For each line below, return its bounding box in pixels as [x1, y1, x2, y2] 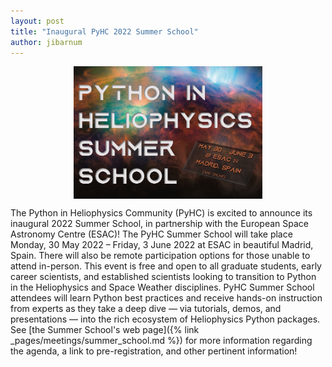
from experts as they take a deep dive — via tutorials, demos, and [10, 303, 282, 315]
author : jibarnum [10, 37, 83, 47]
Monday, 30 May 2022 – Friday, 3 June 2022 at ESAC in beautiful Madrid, [10, 239, 314, 251]
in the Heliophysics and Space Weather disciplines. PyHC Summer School [10, 281, 315, 294]
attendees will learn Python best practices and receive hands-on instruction [10, 292, 323, 304]
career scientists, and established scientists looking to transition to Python [10, 271, 317, 283]
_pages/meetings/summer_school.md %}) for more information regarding [10, 335, 313, 347]
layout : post [10, 16, 65, 26]
